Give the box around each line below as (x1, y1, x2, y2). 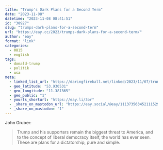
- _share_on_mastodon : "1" (9, 106, 64, 112)
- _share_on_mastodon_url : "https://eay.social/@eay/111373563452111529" (9, 102, 162, 107)
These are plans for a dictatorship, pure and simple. (16, 139, 120, 145)
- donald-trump (9, 61, 40, 66)
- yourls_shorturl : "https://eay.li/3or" (9, 98, 95, 102)
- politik (9, 66, 29, 71)
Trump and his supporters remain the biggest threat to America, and (16, 129, 153, 135)
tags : (5, 57, 16, 62)
